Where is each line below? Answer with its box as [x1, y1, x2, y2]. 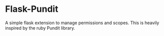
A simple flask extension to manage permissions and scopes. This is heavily [5, 20, 160, 26]
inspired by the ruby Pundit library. [5, 25, 75, 31]
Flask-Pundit [5, 3, 59, 15]
